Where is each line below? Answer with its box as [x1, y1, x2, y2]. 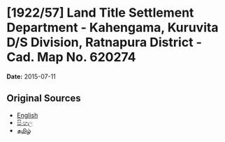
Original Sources [6, 93, 81, 104]
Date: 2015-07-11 [6, 72, 57, 81]
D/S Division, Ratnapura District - [6, 35, 202, 50]
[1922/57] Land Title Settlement [6, 5, 194, 21]
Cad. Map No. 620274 [6, 49, 136, 65]
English [16, 111, 38, 119]
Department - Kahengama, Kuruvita [6, 19, 219, 35]
